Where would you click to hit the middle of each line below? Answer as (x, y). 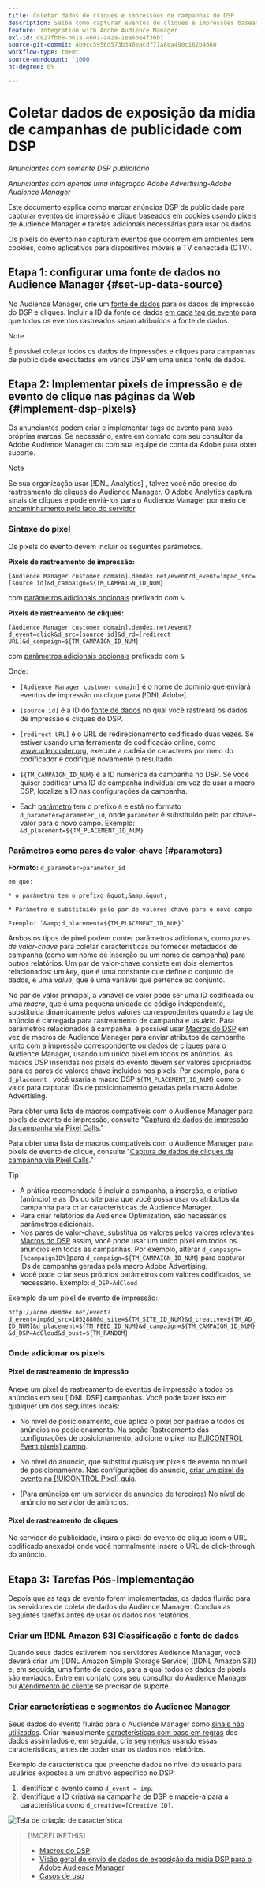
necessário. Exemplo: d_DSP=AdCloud (78, 1282)
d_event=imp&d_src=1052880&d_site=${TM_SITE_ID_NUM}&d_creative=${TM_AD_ (132, 1319)
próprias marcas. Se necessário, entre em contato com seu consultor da (125, 436)
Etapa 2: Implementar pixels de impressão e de (125, 384)
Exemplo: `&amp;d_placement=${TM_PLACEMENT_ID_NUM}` (97, 923)
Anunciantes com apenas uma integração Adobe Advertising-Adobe (120, 183)
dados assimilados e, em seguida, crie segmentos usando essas (113, 1740)
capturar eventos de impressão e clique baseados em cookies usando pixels (132, 215)
